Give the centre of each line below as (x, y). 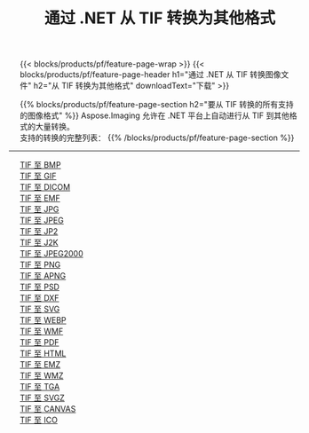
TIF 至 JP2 (39, 232)
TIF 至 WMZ (42, 376)
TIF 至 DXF (40, 298)
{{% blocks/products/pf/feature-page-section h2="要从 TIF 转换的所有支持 (157, 105)
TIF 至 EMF (40, 198)
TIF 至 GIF (38, 176)
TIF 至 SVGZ (43, 398)
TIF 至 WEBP (43, 320)
